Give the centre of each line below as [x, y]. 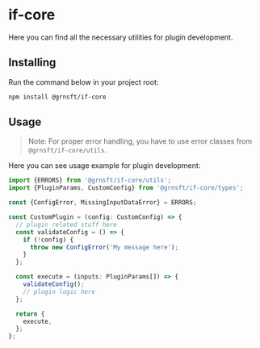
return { [30, 314]
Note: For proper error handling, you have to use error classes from [140, 141]
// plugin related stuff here [66, 224]
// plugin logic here [59, 291]
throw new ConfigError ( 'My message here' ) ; [104, 247]
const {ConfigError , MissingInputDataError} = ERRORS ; [103, 203]
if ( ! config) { [48, 240]
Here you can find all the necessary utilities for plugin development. [121, 37]
